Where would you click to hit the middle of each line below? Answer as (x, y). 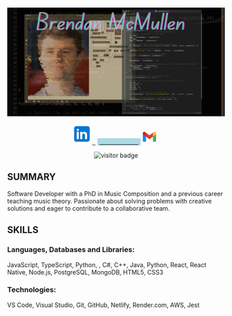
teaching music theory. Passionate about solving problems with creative (109, 201)
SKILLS (23, 230)
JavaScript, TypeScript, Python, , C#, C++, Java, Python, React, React (107, 265)
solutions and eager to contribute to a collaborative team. (89, 208)
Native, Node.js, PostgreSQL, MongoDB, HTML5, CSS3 (85, 272)
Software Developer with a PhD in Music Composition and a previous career (115, 193)
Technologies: (32, 290)
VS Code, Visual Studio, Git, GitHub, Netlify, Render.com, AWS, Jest (104, 305)
